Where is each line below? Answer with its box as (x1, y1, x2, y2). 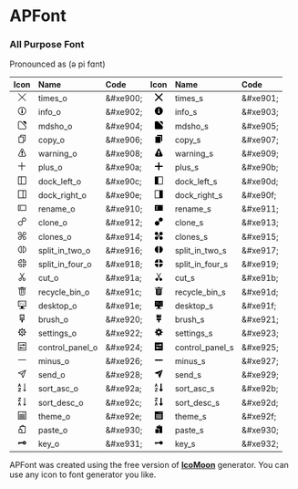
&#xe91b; (241, 273, 279, 284)
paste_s (174, 425, 204, 436)
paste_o (37, 425, 68, 436)
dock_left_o (37, 175, 82, 187)
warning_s (174, 148, 214, 160)
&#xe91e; (105, 300, 143, 311)
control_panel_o (37, 341, 98, 352)
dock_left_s (174, 175, 218, 187)
